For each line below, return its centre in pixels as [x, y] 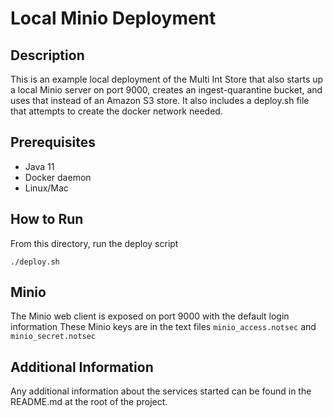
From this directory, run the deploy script [94, 243]
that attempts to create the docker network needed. [116, 111]
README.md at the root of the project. [89, 402]
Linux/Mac [46, 188]
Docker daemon [58, 177]
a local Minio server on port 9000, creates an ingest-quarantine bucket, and [166, 90]
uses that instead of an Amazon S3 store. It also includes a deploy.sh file [160, 100]
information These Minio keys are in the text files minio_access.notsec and [163, 327]
